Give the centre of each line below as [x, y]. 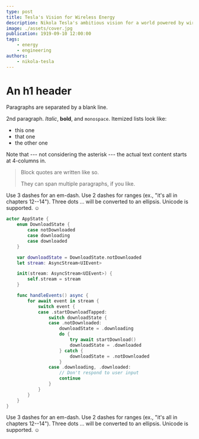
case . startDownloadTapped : [73, 312]
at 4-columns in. [26, 161]
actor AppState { [28, 219]
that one [25, 137]
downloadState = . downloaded [106, 345]
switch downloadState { [78, 318]
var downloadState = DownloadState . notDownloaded [79, 257]
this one [25, 130]
